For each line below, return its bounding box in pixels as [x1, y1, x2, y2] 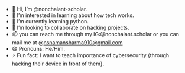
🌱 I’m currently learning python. [11, 18, 89, 25]
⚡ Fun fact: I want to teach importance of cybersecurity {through [11, 52, 170, 58]
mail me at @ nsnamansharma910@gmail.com [11, 39, 123, 46]
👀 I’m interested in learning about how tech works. [11, 12, 134, 19]
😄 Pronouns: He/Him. [11, 46, 65, 52]
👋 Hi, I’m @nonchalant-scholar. [11, 6, 87, 12]
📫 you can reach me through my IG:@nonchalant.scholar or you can [11, 31, 179, 37]
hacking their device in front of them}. [11, 60, 105, 67]
